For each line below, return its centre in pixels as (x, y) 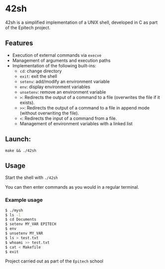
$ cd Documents (21, 219)
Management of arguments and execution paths (61, 60)
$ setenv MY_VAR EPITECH (31, 224)
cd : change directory (41, 71)
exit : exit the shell (38, 76)
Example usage (24, 200)
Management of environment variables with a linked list (76, 123)
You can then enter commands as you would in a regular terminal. (72, 187)
